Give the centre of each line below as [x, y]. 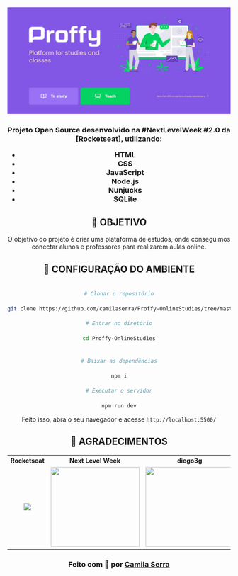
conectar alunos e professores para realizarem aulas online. [119, 247]
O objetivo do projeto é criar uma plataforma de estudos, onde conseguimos [119, 239]
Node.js [125, 181]
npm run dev [119, 406]
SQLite [125, 199]
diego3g [189, 461]
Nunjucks [125, 191]
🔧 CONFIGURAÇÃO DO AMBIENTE [119, 269]
